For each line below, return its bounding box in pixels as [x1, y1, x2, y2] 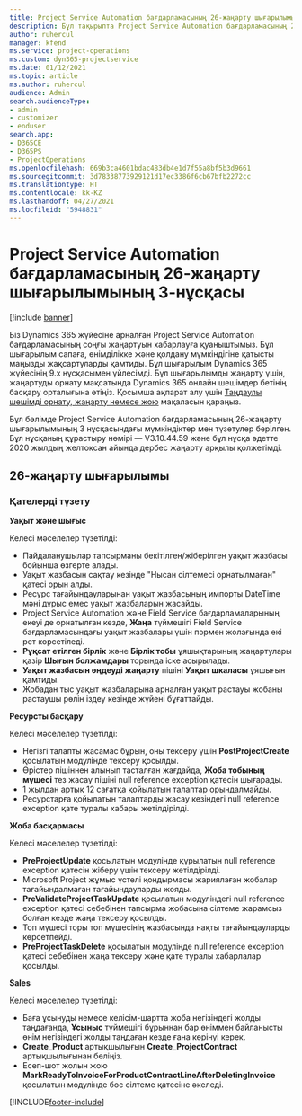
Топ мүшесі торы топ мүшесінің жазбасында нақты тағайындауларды [22, 922, 290, 933]
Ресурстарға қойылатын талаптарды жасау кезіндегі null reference [22, 793, 280, 804]
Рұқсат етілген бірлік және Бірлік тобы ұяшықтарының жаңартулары [22, 646, 292, 657]
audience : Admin [9, 88, 70, 97]
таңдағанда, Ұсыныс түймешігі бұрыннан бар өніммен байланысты [22, 1022, 283, 1033]
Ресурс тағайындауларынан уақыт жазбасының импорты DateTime [22, 589, 280, 599]
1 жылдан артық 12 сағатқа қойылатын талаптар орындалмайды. [22, 784, 272, 795]
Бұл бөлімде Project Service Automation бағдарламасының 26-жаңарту [9, 413, 282, 424]
